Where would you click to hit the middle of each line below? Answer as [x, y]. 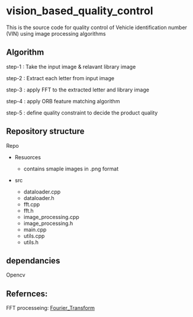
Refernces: [27, 294]
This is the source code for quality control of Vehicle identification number [97, 27]
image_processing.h [48, 223]
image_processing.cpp [52, 217]
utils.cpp [34, 236]
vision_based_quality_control [80, 11]
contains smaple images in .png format [71, 169]
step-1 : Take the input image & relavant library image [71, 66]
